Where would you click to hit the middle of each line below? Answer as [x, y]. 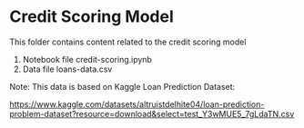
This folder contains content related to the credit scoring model [128, 42]
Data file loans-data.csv [67, 69]
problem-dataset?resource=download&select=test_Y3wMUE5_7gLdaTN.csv [152, 113]
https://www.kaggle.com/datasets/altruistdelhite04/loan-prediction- [137, 104]
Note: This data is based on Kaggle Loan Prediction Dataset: [122, 86]
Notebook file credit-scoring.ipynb [87, 59]
